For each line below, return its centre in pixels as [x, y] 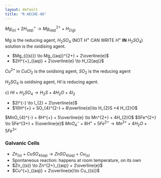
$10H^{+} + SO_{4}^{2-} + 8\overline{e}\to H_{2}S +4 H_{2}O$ [75, 108]
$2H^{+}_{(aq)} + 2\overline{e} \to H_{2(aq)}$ [58, 61]
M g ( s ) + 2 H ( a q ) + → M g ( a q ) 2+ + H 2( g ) [40, 29]
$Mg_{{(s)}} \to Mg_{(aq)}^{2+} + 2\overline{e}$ [60, 56]
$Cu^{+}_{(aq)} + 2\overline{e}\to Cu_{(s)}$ [56, 170]
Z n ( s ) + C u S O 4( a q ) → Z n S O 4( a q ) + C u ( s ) [51, 154]
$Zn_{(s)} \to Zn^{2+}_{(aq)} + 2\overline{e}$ [57, 165]
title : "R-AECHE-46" [26, 14]
